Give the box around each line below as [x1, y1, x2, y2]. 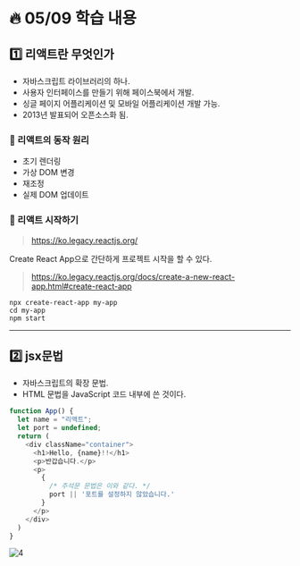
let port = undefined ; [17, 424, 102, 433]
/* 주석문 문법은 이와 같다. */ [48, 482, 151, 491]
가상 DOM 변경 [21, 167, 75, 178]
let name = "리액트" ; [17, 415, 92, 425]
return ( [17, 432, 50, 441]
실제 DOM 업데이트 [21, 190, 89, 200]
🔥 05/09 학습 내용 [9, 8, 137, 29]
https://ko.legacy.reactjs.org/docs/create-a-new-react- [30, 271, 235, 282]
